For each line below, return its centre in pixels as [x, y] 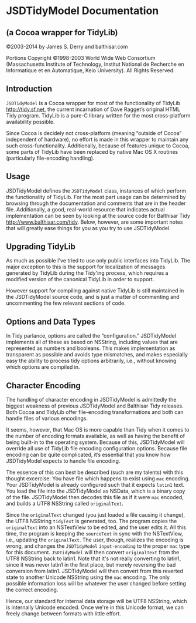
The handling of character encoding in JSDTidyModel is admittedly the [91, 400]
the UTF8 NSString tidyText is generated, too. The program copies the [92, 521]
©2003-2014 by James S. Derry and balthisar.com [67, 46]
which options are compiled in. [43, 367]
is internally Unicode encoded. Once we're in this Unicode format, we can [95, 607]
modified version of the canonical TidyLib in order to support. [80, 279]
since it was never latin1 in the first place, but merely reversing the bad [91, 565]
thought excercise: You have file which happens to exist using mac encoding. [98, 479]
